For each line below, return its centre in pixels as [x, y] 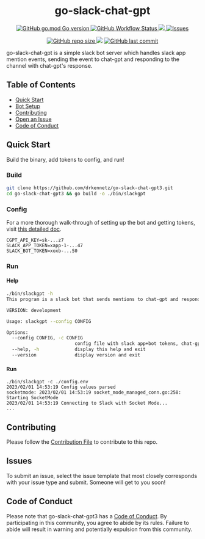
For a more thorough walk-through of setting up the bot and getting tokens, [101, 222]
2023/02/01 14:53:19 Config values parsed [61, 387]
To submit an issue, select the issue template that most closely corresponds [102, 476]
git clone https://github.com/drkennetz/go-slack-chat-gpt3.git [90, 188]
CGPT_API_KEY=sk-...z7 [35, 240]
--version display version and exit [76, 355]
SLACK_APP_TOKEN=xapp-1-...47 [45, 245]
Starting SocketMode [33, 398]
